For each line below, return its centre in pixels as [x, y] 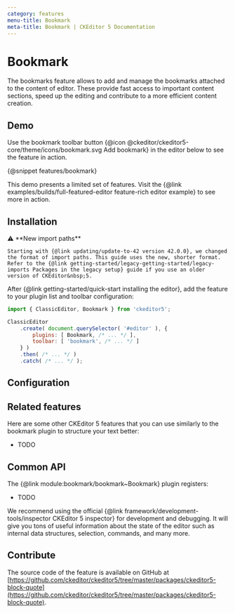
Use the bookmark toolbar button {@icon [67, 143]
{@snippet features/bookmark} [52, 171]
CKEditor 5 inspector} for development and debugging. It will [140, 518]
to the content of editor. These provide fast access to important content [111, 88]
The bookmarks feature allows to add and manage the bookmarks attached [116, 81]
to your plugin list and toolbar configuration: [71, 296]
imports [19, 270]
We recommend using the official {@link [65, 510]
